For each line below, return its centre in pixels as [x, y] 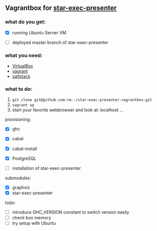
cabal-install [25, 148]
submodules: [18, 178]
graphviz [21, 187]
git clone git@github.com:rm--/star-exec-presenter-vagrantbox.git [82, 100]
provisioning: [18, 120]
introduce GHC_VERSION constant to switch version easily [70, 212]
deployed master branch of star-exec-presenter [60, 42]
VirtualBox [22, 66]
